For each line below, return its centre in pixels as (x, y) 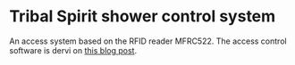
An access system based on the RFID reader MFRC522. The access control (148, 41)
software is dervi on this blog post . (73, 50)
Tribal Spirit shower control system (143, 16)
